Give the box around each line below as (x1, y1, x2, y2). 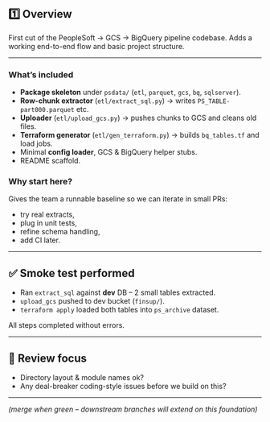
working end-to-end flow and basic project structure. (8, 41, 185, 51)
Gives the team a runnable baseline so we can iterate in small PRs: (8, 194, 227, 204)
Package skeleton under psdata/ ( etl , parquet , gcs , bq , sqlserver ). (19, 88, 241, 97)
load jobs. (19, 139, 53, 148)
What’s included (8, 68, 74, 80)
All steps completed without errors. (8, 321, 125, 330)
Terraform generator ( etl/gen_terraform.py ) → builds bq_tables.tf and (19, 130, 260, 140)
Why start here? (8, 176, 73, 188)
